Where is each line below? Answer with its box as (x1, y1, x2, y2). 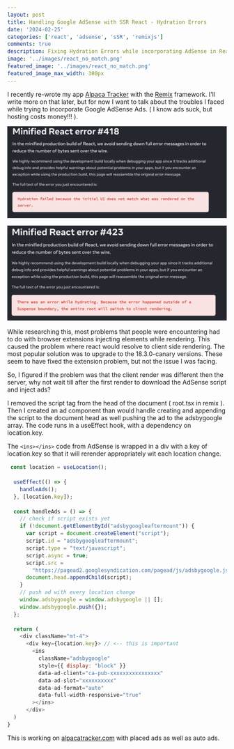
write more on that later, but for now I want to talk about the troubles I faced (7, 98, 224, 106)
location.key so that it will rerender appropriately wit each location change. (7, 449, 221, 458)
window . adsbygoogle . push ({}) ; (19, 603, 108, 610)
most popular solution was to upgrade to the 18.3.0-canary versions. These (7, 350, 223, 358)
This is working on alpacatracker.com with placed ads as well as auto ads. (7, 734, 220, 742)
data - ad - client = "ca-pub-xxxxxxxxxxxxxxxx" (38, 670, 164, 677)
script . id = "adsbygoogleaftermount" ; (25, 537, 139, 545)
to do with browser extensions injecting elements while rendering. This (7, 335, 210, 343)
